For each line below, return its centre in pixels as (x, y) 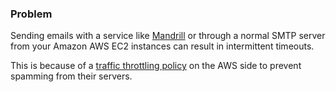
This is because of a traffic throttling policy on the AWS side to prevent (156, 66)
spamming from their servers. (71, 76)
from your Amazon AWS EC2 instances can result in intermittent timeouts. (162, 46)
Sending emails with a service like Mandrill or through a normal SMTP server (168, 36)
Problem (31, 14)
